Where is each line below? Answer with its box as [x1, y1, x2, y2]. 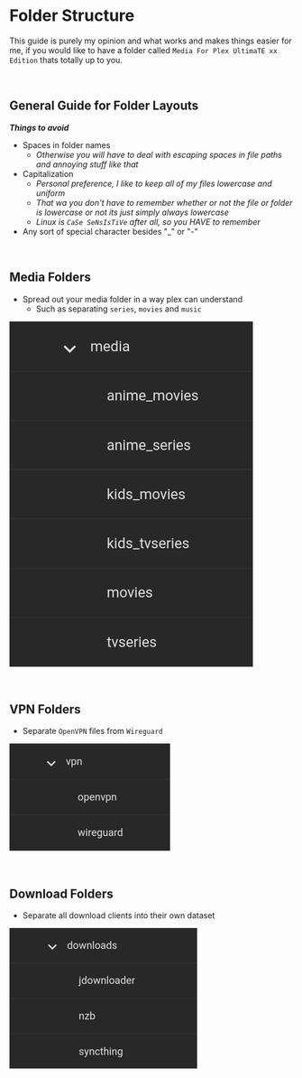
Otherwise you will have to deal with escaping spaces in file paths [35, 149, 282, 160]
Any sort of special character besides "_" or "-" [22, 226, 198, 237]
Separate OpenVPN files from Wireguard [22, 726, 163, 737]
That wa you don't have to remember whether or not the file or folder [35, 197, 293, 208]
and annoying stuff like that [35, 159, 139, 170]
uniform [35, 187, 66, 199]
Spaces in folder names [22, 139, 111, 150]
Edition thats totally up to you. [9, 54, 124, 65]
